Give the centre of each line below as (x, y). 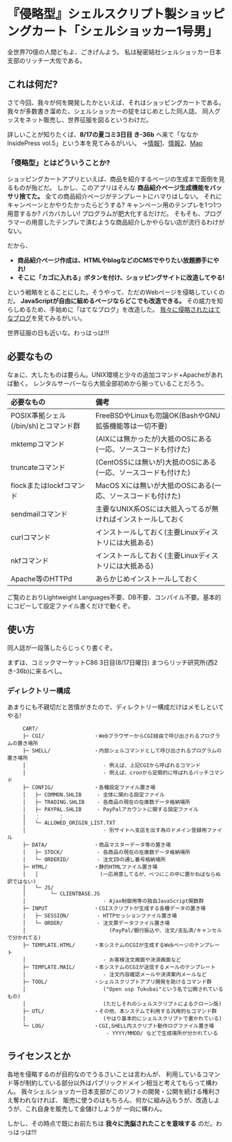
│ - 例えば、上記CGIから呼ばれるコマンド (112, 765)
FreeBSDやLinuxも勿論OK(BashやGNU (158, 415)
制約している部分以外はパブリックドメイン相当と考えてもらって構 (118, 1083)
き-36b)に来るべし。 (37, 671)
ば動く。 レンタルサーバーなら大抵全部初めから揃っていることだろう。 (107, 383)
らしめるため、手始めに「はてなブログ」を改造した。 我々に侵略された (108, 310)
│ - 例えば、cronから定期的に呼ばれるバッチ (116, 773)
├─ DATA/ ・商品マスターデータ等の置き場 (97, 845)
